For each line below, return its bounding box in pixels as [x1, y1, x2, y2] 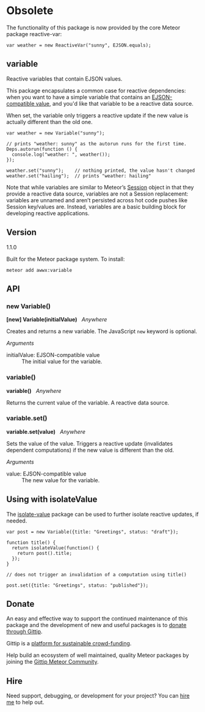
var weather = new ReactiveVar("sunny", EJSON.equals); [6, 42, 151, 48]
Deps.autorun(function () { [6, 146, 78, 152]
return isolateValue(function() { [12, 545, 99, 551]
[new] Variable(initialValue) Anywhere [6, 316, 107, 323]
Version [6, 227, 37, 238]
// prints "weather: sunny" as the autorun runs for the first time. [6, 141, 187, 147]
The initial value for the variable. [21, 358, 103, 365]
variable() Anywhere [6, 387, 62, 394]
